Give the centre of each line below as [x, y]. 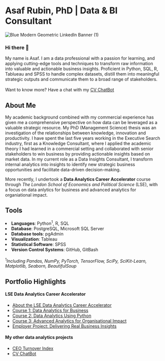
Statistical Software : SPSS [39, 244]
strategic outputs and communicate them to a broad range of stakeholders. [81, 80]
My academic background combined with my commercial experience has [80, 117]
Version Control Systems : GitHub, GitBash [55, 249]
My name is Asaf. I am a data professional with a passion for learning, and [80, 58]
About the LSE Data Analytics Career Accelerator [62, 305]
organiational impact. [27, 195]
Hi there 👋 [17, 47]
